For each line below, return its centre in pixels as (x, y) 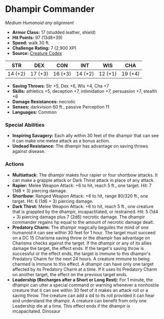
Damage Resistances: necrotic (44, 102)
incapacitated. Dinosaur (36, 311)
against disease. (29, 151)
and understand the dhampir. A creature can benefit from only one (79, 301)
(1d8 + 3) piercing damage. (40, 190)
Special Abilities (25, 125)
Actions (15, 164)
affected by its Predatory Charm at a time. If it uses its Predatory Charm (84, 269)
